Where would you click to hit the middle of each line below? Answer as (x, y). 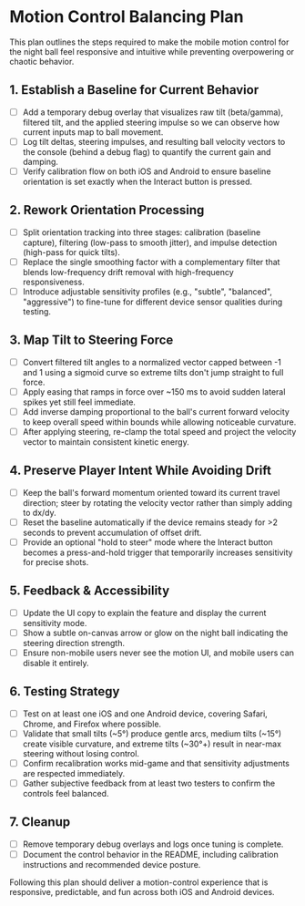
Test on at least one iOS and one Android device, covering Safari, (145, 714)
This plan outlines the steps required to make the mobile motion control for (149, 42)
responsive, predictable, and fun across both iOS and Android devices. (142, 892)
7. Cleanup (40, 822)
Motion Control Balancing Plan (127, 17)
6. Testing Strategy (65, 691)
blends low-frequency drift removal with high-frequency (128, 272)
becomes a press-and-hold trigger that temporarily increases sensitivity (158, 552)
